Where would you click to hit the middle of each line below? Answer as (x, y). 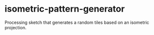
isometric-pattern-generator (65, 9)
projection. (16, 27)
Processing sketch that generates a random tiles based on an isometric (77, 22)
